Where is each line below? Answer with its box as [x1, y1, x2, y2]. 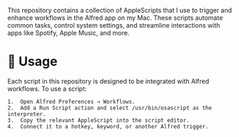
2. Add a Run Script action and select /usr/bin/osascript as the [7, 104, 213, 111]
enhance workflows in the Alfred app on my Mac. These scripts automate [7, 13, 223, 22]
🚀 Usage [7, 53, 58, 70]
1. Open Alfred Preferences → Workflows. [7, 98, 136, 105]
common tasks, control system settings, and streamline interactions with [7, 21, 220, 29]
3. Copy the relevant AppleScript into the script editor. [7, 116, 190, 124]
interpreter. [7, 110, 46, 118]
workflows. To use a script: [7, 84, 87, 93]
